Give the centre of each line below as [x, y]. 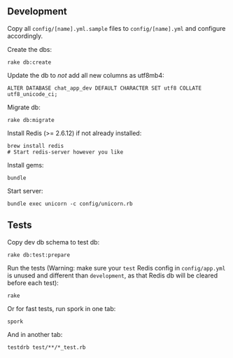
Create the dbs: [30, 49]
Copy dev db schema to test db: [54, 242]
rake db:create [29, 62]
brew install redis [36, 146]
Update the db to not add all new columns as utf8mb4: [86, 75]
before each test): [33, 282]
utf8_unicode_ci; [33, 94]
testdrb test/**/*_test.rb [47, 347]
